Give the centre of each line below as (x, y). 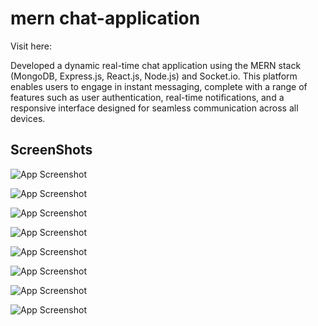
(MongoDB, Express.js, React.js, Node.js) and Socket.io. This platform (154, 76)
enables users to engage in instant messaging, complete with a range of (159, 86)
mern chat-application (105, 18)
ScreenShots (51, 150)
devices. (28, 118)
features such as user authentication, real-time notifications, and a (147, 97)
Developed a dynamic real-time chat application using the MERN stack (156, 65)
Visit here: (31, 46)
